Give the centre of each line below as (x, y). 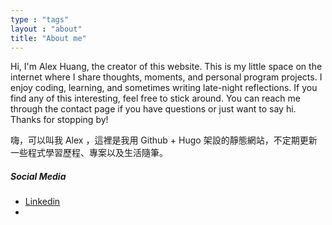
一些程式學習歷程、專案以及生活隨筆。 (89, 153)
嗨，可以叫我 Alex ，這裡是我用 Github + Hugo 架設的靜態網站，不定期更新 (164, 140)
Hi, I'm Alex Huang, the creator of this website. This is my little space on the (166, 67)
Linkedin (42, 202)
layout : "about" (46, 29)
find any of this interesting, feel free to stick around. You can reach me (155, 98)
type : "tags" (40, 19)
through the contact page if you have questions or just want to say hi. (153, 109)
